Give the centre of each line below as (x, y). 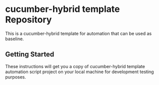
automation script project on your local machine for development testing (79, 72)
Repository (28, 20)
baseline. (14, 39)
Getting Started (30, 54)
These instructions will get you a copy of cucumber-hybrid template (75, 66)
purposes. (16, 77)
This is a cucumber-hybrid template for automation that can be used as (78, 33)
